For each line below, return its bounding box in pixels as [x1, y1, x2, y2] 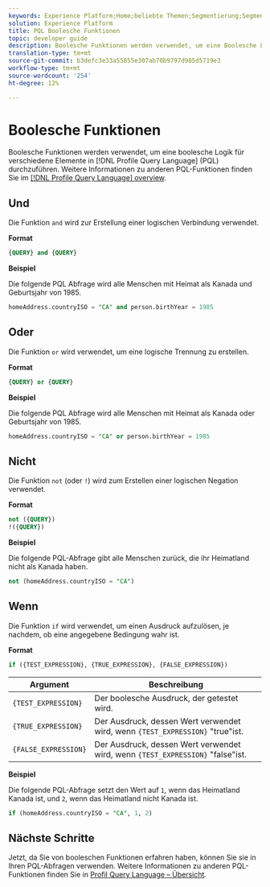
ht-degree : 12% [8, 79, 59, 87]
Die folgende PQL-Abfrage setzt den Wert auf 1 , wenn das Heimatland [8, 785, 240, 794]
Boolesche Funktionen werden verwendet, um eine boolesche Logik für [8, 147, 245, 157]
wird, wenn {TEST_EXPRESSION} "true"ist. [94, 725, 243, 736]
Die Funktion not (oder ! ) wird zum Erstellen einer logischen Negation [8, 476, 239, 485]
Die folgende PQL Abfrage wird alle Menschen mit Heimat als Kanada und [8, 279, 253, 289]
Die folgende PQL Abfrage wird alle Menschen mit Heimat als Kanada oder [8, 408, 256, 418]
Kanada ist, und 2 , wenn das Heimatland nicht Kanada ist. [8, 794, 198, 803]
